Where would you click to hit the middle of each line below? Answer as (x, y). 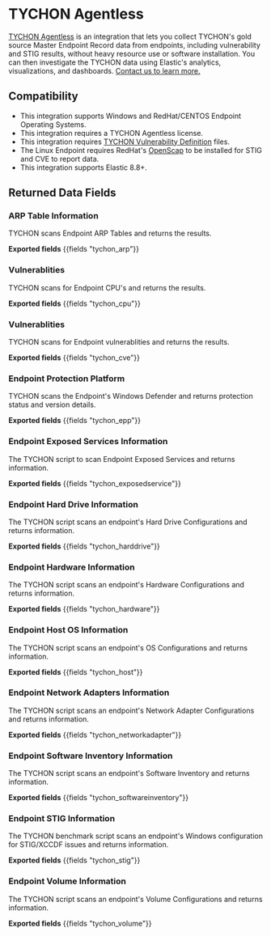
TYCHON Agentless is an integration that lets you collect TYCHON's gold (130, 36)
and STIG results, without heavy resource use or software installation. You (132, 53)
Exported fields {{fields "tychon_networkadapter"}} (95, 735)
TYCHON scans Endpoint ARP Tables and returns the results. (110, 233)
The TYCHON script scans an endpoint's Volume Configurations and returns (135, 899)
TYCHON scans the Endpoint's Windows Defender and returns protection (131, 396)
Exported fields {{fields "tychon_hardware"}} (84, 609)
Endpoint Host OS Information (68, 630)
